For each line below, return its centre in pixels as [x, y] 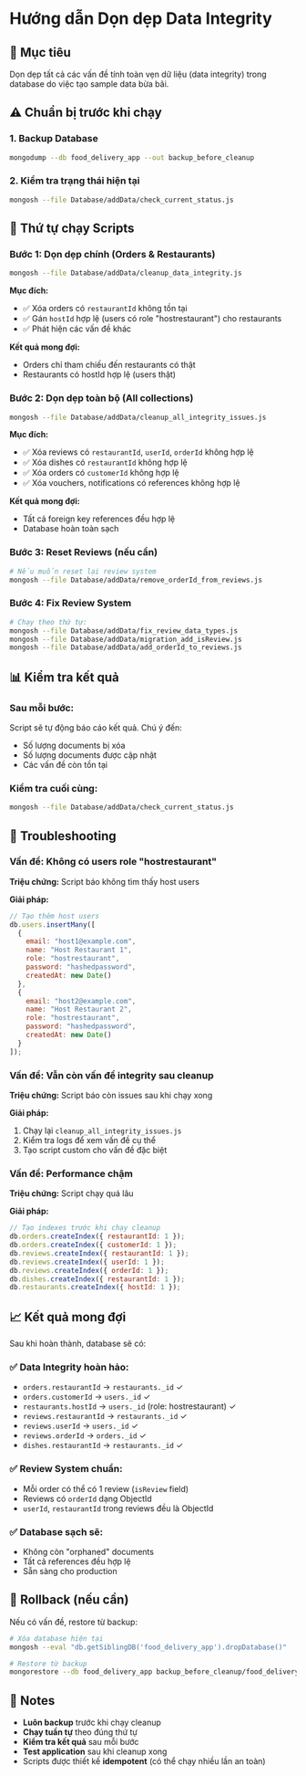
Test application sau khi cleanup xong [95, 1751]
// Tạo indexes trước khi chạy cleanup [85, 1228]
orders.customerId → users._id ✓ [87, 1397]
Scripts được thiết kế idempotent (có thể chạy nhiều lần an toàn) [144, 1761]
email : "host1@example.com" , [81, 941]
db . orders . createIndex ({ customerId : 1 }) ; [93, 1245]
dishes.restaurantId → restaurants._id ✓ [103, 1445]
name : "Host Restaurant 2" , [79, 1009]
